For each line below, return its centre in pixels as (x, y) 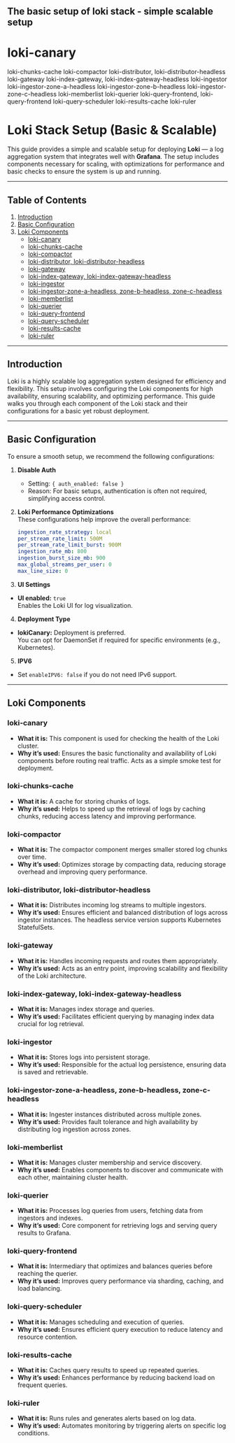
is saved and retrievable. (53, 1072)
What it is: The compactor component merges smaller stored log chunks (122, 850)
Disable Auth (36, 470)
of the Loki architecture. (52, 976)
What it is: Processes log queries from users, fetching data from (110, 1211)
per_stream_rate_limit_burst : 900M (69, 545)
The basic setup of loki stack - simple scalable (110, 12)
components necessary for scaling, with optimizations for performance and (116, 164)
